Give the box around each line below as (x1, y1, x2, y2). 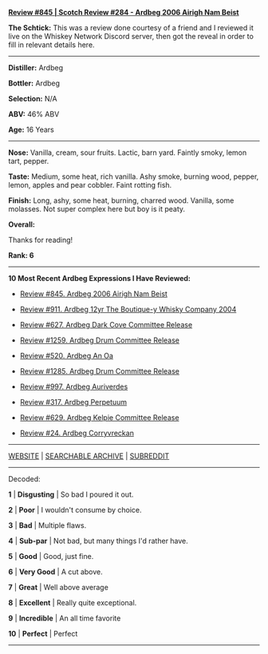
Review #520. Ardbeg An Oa (19, 351, 114, 360)
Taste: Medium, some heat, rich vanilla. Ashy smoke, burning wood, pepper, (8, 172, 259, 181)
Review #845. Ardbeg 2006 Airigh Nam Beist (19, 289, 167, 299)
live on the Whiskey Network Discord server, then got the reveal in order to (8, 32, 254, 41)
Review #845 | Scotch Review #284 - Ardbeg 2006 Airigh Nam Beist (8, 8, 239, 17)
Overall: (8, 220, 36, 229)
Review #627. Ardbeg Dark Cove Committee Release (19, 320, 193, 329)
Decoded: (8, 474, 41, 483)
